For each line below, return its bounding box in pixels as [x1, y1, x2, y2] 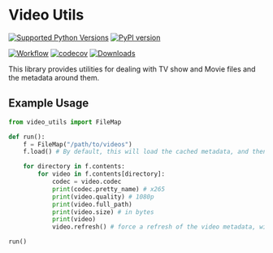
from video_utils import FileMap [8, 118, 122, 126]
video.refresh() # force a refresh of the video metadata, [51, 223, 256, 231]
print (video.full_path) [51, 200, 132, 208]
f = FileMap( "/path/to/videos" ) [23, 140, 132, 148]
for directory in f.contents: [23, 163, 126, 171]
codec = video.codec [51, 177, 122, 185]
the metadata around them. [8, 72, 100, 82]
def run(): [8, 133, 45, 141]
